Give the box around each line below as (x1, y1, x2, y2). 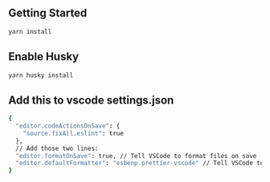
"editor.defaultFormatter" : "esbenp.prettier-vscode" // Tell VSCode (15, 160, 253, 168)
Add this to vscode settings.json (8, 93, 174, 107)
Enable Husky (8, 50, 79, 63)
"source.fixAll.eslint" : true (22, 129, 125, 137)
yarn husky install (8, 71, 74, 79)
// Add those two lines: (15, 144, 99, 152)
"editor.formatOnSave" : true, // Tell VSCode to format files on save (15, 152, 257, 160)
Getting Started (8, 6, 88, 20)
